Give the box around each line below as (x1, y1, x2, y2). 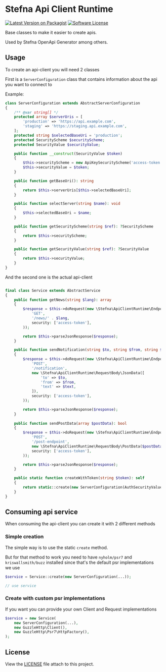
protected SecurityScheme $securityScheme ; (14, 137, 105, 142)
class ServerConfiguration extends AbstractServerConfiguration (5, 101, 140, 106)
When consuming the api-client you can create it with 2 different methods (5, 521, 156, 527)
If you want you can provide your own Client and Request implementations (5, 606, 157, 612)
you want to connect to (5, 81, 52, 87)
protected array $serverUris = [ (14, 114, 83, 119)
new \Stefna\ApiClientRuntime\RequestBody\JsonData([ (31, 370, 145, 375)
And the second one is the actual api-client (5, 274, 93, 280)
